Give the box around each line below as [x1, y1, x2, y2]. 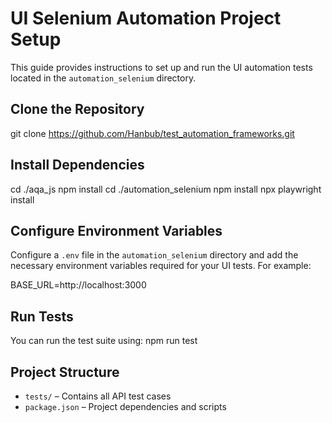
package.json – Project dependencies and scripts [24, 401, 227, 412]
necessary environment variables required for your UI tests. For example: [10, 260, 312, 272]
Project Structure [10, 363, 120, 381]
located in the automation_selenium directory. [10, 72, 197, 84]
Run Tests [10, 308, 74, 325]
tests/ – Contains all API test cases [24, 390, 172, 402]
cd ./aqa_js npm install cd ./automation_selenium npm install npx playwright [10, 183, 322, 195]
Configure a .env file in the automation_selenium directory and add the [10, 249, 299, 261]
